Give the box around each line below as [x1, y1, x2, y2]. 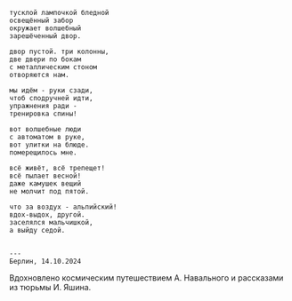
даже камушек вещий [9, 179, 82, 188]
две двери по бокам [9, 55, 82, 64]
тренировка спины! [9, 109, 77, 118]
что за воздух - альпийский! [9, 202, 118, 211]
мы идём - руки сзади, [9, 86, 93, 95]
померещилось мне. [9, 148, 77, 157]
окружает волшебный [9, 24, 82, 33]
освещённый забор [9, 16, 74, 25]
